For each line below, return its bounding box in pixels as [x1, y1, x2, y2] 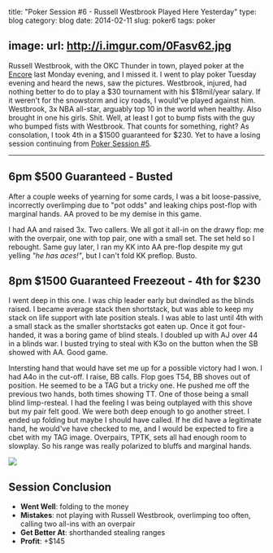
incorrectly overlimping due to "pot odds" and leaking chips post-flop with [8, 200, 258, 210]
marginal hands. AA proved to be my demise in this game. [8, 208, 201, 218]
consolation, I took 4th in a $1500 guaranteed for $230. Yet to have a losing [8, 129, 261, 139]
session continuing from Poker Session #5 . [8, 138, 152, 148]
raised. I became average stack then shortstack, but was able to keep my [8, 305, 253, 314]
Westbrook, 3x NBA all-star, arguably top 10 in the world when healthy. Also [8, 103, 262, 113]
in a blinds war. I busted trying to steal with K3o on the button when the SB [8, 339, 258, 349]
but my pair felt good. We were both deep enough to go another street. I [8, 406, 250, 416]
